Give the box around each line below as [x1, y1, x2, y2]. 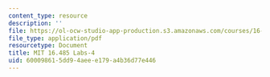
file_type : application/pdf [8, 34, 103, 43]
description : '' [8, 19, 63, 27]
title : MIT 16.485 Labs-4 [8, 49, 95, 57]
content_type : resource [8, 11, 88, 20]
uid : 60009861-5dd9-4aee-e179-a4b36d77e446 [8, 57, 157, 65]
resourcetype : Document [8, 42, 88, 50]
